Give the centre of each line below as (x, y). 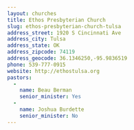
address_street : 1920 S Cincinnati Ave (64, 33)
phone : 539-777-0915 (37, 65)
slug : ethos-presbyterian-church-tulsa (64, 26)
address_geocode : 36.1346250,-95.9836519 (67, 58)
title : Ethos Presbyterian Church (57, 20)
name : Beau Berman (46, 90)
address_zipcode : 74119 (41, 52)
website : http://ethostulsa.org (53, 71)
